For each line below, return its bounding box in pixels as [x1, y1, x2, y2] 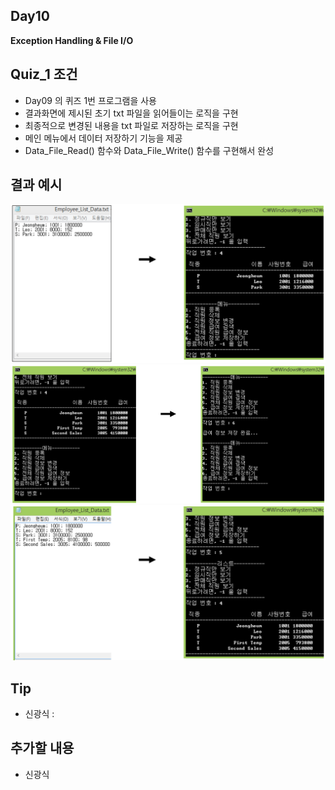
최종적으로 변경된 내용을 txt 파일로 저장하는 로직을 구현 [24, 119, 239, 131]
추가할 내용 [10, 740, 75, 757]
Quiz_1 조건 [10, 66, 78, 83]
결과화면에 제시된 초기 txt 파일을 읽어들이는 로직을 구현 [24, 107, 239, 119]
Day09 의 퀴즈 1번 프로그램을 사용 [24, 94, 157, 106]
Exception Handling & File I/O [10, 34, 134, 46]
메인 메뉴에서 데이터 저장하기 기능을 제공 [24, 132, 183, 144]
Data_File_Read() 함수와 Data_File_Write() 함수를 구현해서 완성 [24, 144, 275, 156]
